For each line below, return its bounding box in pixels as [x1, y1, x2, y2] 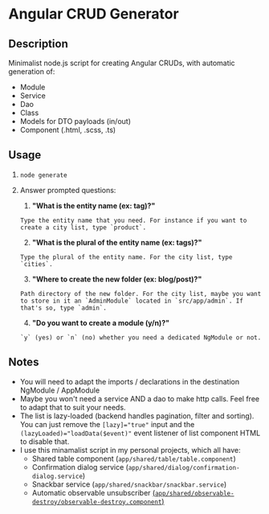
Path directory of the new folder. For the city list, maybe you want [19, 290, 262, 298]
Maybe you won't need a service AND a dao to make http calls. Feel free [19, 393, 259, 403]
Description [8, 37, 68, 51]
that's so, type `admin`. [19, 303, 107, 312]
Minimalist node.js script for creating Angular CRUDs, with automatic [8, 58, 235, 68]
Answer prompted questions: [19, 185, 116, 195]
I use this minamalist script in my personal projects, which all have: [19, 445, 241, 454]
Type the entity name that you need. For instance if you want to [19, 216, 247, 224]
